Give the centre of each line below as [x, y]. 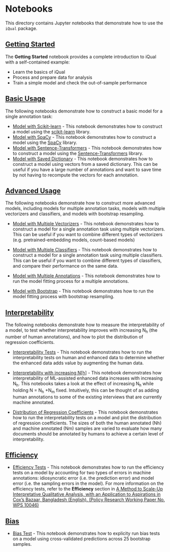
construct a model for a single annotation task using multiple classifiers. [88, 255]
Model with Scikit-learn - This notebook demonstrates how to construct [87, 126]
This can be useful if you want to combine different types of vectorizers [88, 235]
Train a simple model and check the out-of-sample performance [80, 82]
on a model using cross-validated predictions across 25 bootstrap [81, 539]
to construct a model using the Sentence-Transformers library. [78, 153]
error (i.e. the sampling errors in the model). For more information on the [88, 483]
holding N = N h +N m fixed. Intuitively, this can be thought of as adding [86, 391]
